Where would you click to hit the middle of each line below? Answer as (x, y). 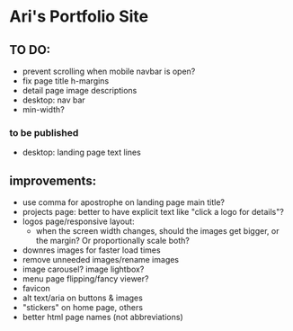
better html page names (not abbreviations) (102, 318)
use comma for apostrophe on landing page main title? (123, 202)
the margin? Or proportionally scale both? (113, 241)
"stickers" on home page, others (83, 308)
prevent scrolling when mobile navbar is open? (109, 71)
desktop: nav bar (53, 100)
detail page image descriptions (80, 90)
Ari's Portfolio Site (79, 17)
